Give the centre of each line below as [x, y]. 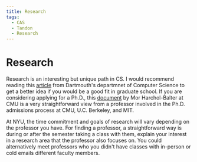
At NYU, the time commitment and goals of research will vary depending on [98, 122]
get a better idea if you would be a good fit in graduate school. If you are [94, 91]
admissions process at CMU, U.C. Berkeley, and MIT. [70, 110]
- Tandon [22, 28]
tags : [13, 17]
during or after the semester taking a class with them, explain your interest [96, 134]
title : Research [26, 11]
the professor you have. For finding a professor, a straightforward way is [94, 128]
